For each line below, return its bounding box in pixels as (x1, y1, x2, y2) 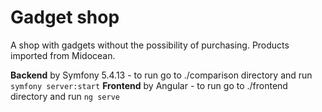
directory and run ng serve (10, 90, 120, 102)
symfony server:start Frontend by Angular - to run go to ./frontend (10, 79, 288, 91)
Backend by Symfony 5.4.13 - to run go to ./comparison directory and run (10, 69, 313, 81)
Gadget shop (10, 6, 120, 29)
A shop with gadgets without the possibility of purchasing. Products (10, 39, 290, 51)
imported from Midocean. (10, 49, 116, 61)
